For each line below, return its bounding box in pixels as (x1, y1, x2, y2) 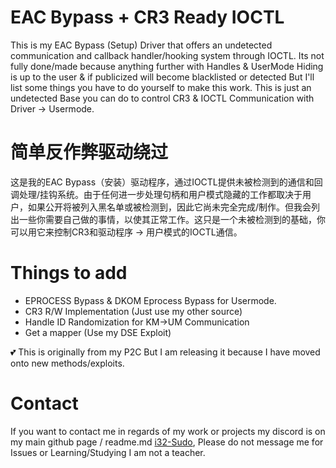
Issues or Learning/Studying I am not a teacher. (10, 446, 206, 458)
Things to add (10, 262, 128, 285)
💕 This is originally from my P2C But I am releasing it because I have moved (10, 346, 321, 358)
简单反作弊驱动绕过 (10, 141, 169, 164)
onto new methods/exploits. (10, 357, 125, 369)
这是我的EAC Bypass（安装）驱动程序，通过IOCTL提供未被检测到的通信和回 (10, 176, 323, 188)
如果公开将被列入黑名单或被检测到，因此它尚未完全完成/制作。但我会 (27, 201, 312, 213)
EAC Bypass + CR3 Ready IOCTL (10, 6, 285, 29)
